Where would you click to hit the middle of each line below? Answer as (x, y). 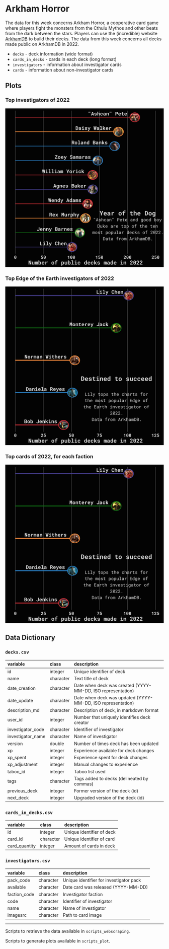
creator (81, 722)
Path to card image (82, 915)
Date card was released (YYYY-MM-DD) (105, 887)
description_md (23, 710)
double (57, 744)
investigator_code (26, 729)
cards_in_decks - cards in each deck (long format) (64, 59)
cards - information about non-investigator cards (63, 70)
